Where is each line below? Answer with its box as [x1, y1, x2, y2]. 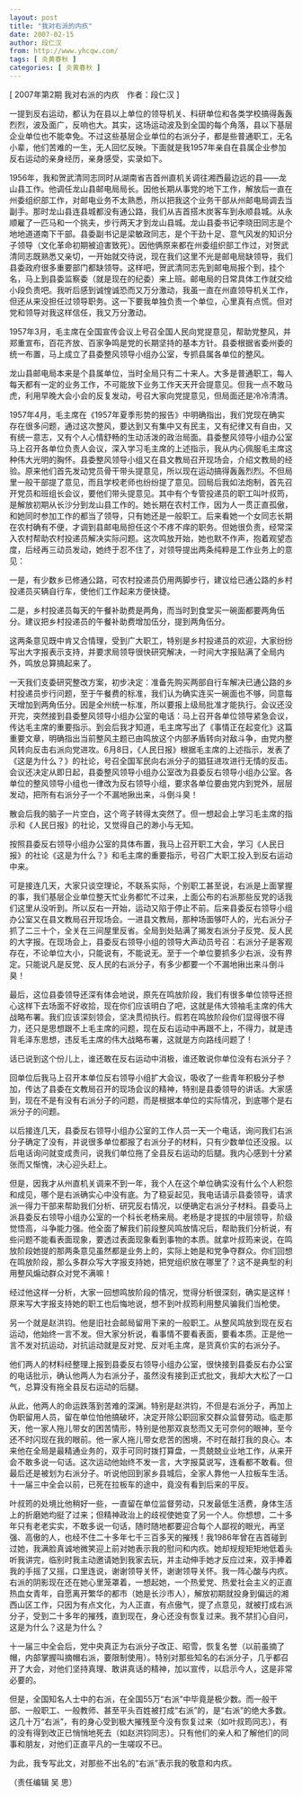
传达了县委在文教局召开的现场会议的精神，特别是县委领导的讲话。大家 [24, 1083, 285, 1094]
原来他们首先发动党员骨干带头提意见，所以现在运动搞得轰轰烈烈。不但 [24, 465, 285, 476]
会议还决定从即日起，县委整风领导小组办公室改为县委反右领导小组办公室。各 [9, 766, 293, 778]
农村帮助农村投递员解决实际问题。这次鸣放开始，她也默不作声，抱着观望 [16, 532, 285, 544]
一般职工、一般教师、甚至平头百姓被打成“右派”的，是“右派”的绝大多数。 [24, 1704, 291, 1715]
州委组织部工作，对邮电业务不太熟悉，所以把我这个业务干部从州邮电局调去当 [9, 194, 293, 205]
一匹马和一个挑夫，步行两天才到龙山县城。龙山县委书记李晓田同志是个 [32, 217, 293, 227]
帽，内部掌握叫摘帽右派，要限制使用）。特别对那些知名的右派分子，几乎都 [9, 1651, 281, 1663]
